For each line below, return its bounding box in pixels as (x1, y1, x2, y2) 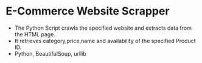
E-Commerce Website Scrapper (5, 4, 170, 18)
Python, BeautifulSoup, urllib (14, 50, 86, 57)
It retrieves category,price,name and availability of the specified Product (14, 37, 196, 44)
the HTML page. (14, 30, 56, 38)
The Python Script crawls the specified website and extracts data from (14, 24, 192, 31)
